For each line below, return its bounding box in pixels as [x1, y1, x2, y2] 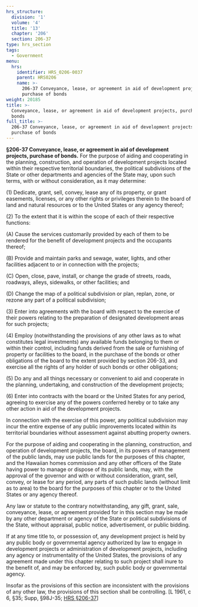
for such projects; [6, 320, 49, 327]
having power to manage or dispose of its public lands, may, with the [6, 466, 173, 473]
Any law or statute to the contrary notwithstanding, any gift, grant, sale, [6, 502, 179, 509]
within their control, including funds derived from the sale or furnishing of [6, 344, 184, 351]
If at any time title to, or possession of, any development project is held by [6, 532, 186, 540]
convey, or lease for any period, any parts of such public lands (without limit [6, 478, 190, 485]
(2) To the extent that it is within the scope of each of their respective [6, 212, 174, 219]
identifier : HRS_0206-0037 [16, 69, 83, 75]
